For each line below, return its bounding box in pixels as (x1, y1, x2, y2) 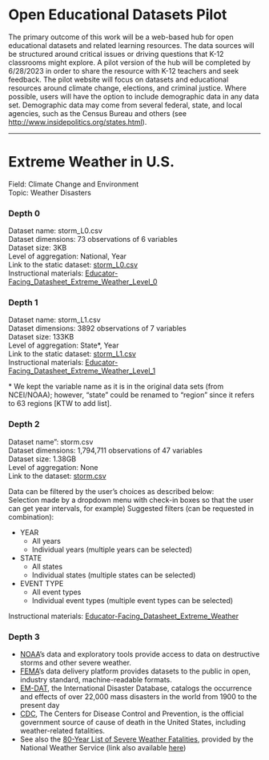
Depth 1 (8, 297, 38, 308)
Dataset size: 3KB (8, 243, 67, 253)
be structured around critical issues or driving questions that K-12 (8, 49, 224, 58)
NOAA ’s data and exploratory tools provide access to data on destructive (19, 649, 260, 659)
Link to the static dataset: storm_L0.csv (8, 260, 139, 270)
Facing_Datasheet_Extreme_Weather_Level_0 (8, 277, 158, 287)
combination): (8, 512, 54, 521)
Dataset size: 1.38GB (8, 454, 77, 464)
